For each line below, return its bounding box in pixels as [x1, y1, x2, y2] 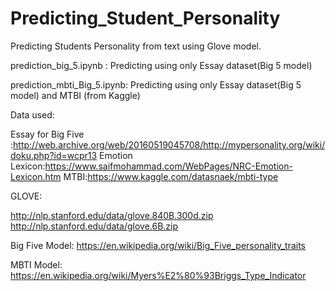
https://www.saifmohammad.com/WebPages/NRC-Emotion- [44, 160, 293, 172]
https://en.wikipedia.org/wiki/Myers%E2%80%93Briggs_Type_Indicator [10, 269, 307, 281]
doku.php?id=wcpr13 [10, 149, 98, 161]
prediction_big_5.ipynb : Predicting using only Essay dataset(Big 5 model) [10, 59, 313, 71]
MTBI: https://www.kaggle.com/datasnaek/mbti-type [63, 170, 279, 182]
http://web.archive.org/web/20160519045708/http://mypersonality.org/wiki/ [13, 138, 326, 151]
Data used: [10, 108, 55, 121]
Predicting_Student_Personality [10, 7, 281, 30]
